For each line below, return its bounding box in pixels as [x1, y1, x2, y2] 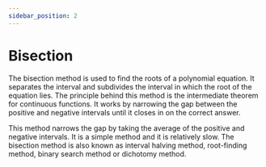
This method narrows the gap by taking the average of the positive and [8, 123, 245, 133]
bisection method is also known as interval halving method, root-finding [8, 140, 247, 150]
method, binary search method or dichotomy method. [8, 148, 187, 158]
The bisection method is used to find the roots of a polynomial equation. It [8, 73, 255, 83]
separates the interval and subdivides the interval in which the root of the [8, 81, 252, 91]
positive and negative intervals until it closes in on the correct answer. [8, 107, 241, 117]
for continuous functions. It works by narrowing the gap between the [8, 98, 238, 109]
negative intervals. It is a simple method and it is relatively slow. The [8, 132, 234, 141]
